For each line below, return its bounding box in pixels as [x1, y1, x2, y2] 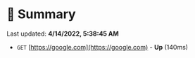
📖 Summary [6, 6, 76, 22]
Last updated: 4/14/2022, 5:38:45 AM [6, 29, 119, 38]
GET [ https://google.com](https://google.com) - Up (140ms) [16, 43, 188, 51]
